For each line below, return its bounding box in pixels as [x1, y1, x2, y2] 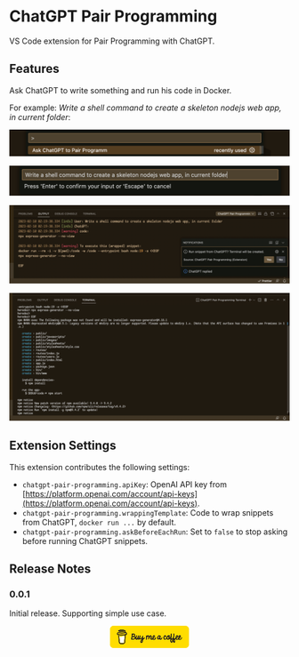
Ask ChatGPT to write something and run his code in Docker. [9, 84, 232, 95]
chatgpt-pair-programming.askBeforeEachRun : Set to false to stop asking [21, 526, 288, 537]
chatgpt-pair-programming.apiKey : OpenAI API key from [21, 478, 227, 490]
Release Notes [9, 561, 92, 576]
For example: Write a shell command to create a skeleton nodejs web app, [9, 102, 282, 113]
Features [9, 61, 60, 76]
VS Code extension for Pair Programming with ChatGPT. [9, 36, 215, 46]
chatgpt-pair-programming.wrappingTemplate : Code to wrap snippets [21, 507, 274, 517]
